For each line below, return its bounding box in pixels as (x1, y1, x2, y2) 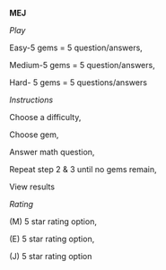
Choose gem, (9, 129, 59, 140)
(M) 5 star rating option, (9, 216, 97, 227)
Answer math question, (9, 147, 95, 157)
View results (9, 181, 56, 192)
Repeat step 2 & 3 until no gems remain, (9, 164, 157, 174)
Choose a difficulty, (9, 112, 82, 122)
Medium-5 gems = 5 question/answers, (9, 60, 155, 70)
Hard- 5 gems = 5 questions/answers (9, 77, 148, 88)
